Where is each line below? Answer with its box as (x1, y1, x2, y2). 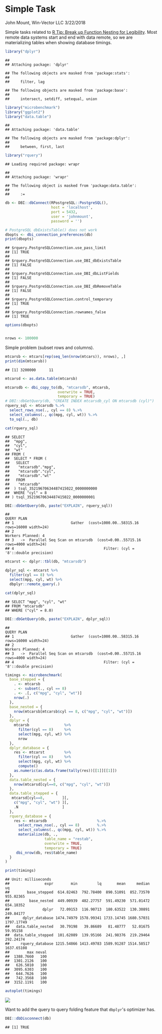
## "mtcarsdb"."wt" (5, 473, 51, 478)
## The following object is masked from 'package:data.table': (5, 183, 137, 188)
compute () (18, 763, 38, 769)
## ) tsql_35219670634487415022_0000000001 (5, 494, 95, 499)
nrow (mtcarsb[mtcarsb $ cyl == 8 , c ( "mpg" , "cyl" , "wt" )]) (14, 709, 133, 714)
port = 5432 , (51, 210, 78, 215)
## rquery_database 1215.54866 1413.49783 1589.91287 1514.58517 (5, 941, 150, 946)
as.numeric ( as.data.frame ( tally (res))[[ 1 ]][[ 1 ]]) (14, 768, 117, 773)
